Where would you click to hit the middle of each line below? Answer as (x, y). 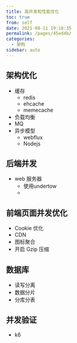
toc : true (18, 17)
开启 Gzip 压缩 (32, 249)
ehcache (34, 103)
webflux (33, 137)
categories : (20, 39)
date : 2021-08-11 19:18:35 (39, 28)
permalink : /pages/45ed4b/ (39, 34)
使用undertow (40, 186)
